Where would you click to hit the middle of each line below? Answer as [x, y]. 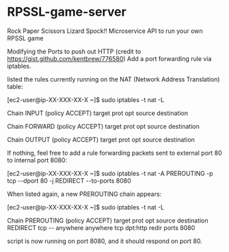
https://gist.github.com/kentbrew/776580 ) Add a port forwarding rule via [109, 58]
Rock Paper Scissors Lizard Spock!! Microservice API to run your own [105, 31]
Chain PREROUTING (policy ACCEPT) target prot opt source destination [108, 220]
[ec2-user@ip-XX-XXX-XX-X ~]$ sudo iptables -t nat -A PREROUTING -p [110, 173]
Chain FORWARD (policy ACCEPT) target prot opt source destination [103, 126]
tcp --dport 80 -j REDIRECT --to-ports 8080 [69, 180]
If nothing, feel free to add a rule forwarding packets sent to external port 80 [114, 153]
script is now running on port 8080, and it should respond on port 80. [105, 241]
